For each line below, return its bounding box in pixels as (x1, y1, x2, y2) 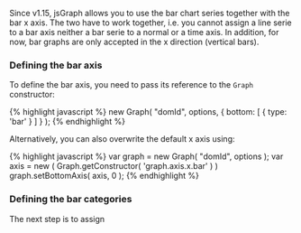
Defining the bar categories (9, 193, 132, 206)
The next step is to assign (9, 213, 105, 224)
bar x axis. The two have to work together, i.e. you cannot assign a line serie (9, 17, 292, 28)
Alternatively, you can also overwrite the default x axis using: (9, 134, 235, 144)
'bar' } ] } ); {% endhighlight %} (9, 116, 126, 127)
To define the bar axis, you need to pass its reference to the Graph (9, 79, 254, 90)
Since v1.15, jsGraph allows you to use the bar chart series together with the (9, 8, 290, 18)
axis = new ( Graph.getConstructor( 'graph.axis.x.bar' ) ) (9, 161, 219, 172)
